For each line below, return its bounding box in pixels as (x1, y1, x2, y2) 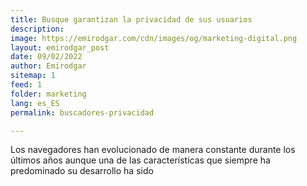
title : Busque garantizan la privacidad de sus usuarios (10, 14, 253, 25)
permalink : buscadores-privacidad (10, 107, 155, 118)
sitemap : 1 (10, 71, 56, 81)
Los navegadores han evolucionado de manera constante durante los (10, 144, 296, 156)
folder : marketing (10, 89, 87, 99)
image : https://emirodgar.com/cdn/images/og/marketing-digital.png (10, 33, 298, 43)
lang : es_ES (10, 98, 60, 108)
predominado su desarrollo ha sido (10, 165, 154, 177)
